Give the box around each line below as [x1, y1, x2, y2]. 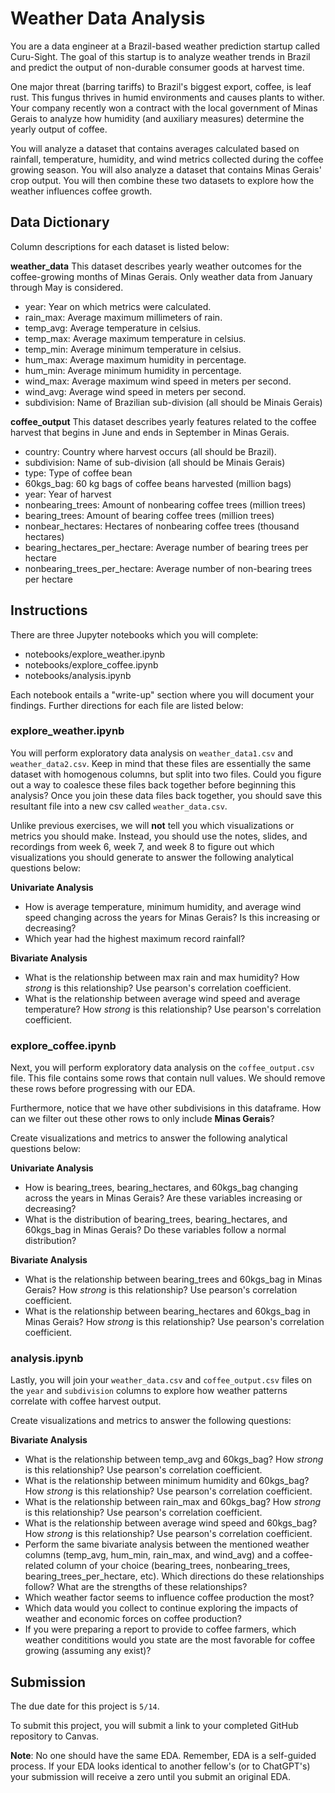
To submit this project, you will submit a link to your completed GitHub [10, 1720, 299, 1732]
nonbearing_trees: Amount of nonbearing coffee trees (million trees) [24, 498, 307, 511]
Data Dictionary [10, 214, 110, 231]
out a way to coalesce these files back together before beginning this [10, 778, 297, 791]
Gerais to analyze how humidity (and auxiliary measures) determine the [10, 112, 305, 124]
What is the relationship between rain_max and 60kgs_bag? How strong [24, 1496, 322, 1508]
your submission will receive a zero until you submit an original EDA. [10, 1771, 291, 1783]
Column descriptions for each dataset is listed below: [10, 240, 230, 252]
